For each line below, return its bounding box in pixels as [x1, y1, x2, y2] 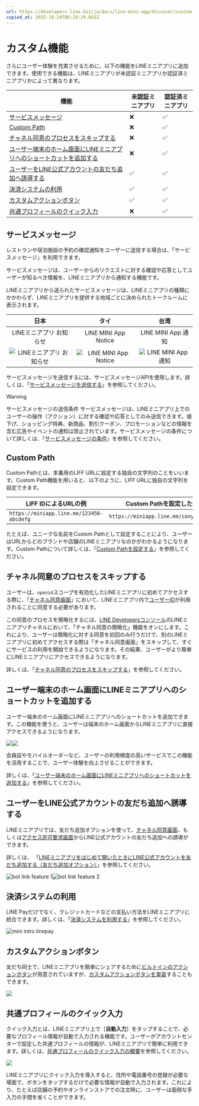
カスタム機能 [6, 42, 69, 55]
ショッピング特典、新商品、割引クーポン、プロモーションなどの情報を [21, 420, 192, 428]
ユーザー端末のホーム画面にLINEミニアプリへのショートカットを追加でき [6, 713, 184, 720]
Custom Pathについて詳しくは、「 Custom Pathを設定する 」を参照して [15, 545, 185, 552]
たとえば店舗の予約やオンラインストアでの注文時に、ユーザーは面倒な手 [16, 1086, 192, 1093]
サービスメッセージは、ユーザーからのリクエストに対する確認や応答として [6, 267, 188, 274]
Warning [6, 393, 27, 400]
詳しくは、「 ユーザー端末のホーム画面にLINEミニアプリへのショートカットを [6, 772, 191, 779]
